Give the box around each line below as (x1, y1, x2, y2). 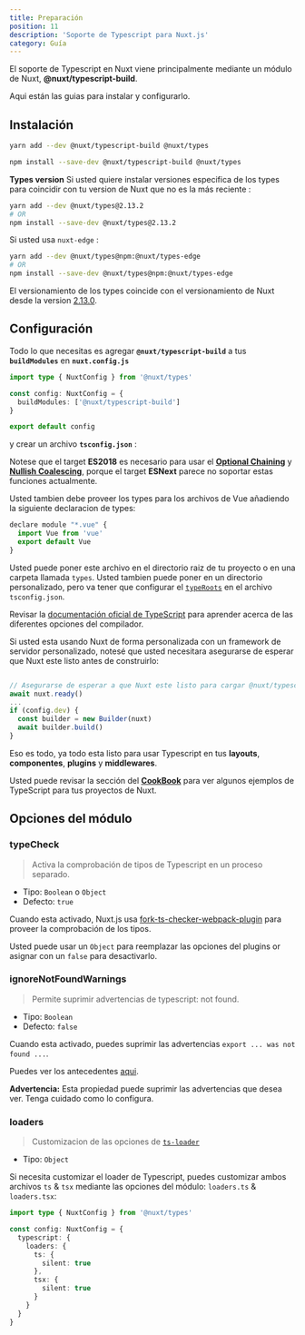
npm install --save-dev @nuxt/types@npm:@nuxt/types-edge (9, 269, 233, 278)
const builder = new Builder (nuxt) (17, 715, 152, 724)
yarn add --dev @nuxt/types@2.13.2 (9, 201, 144, 210)
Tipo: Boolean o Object (22, 886, 107, 897)
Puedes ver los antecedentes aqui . (9, 1065, 139, 1076)
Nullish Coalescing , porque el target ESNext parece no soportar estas (9, 466, 274, 477)
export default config (9, 422, 95, 431)
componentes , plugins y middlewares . (9, 757, 157, 768)
